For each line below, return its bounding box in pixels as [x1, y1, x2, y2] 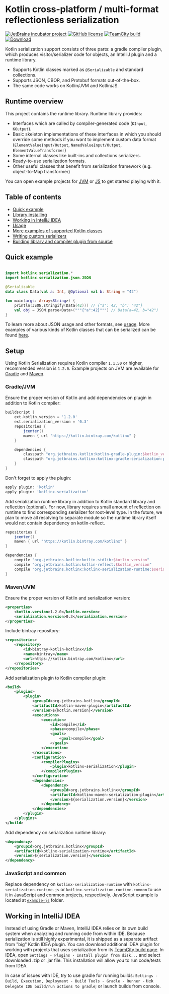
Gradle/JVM [5, 383, 36, 390]
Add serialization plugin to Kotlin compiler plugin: [5, 675, 107, 681]
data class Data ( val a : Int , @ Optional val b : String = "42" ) [5, 289, 138, 294]
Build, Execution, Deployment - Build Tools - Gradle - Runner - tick [5, 978, 154, 984]
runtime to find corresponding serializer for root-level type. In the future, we [5, 509, 162, 515]
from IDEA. [5, 963, 28, 969]
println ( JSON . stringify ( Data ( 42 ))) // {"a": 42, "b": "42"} [14, 303, 143, 308]
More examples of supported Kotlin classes [12, 228, 103, 234]
